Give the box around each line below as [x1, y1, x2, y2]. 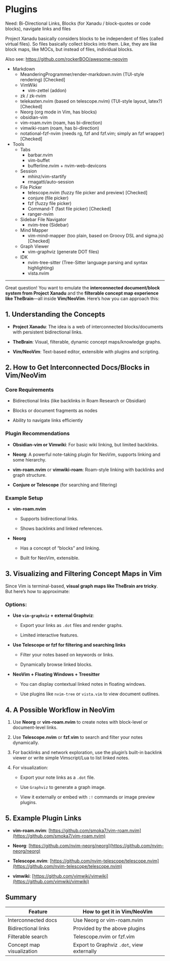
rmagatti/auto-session [27, 179, 74, 185]
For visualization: [12, 764, 48, 770]
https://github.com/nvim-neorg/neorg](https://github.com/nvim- [30, 843, 164, 849]
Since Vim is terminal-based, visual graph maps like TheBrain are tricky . [5, 583, 158, 589]
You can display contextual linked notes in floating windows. [20, 681, 146, 687]
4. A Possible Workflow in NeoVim [5, 705, 115, 714]
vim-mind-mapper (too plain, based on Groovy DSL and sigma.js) [27, 232, 164, 238]
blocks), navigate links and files [5, 25, 71, 31]
